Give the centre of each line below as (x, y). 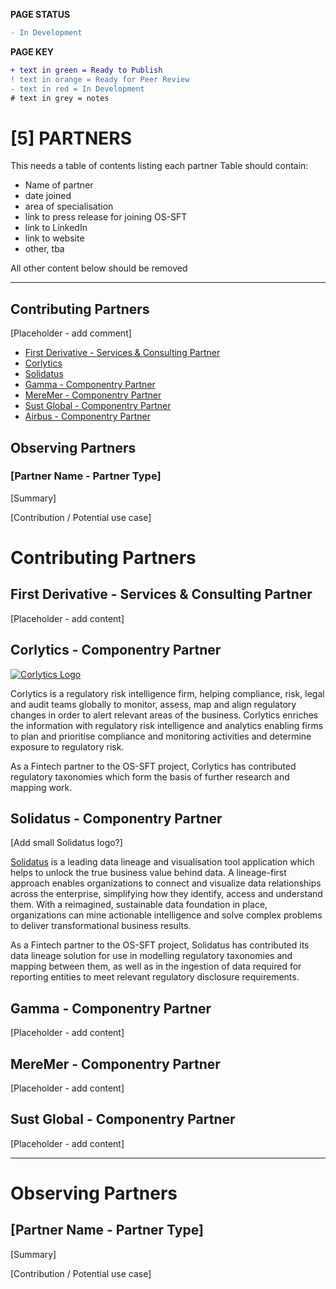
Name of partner (59, 185)
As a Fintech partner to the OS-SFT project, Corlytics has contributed (153, 766)
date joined (48, 196)
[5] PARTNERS (71, 138)
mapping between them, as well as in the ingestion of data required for (156, 966)
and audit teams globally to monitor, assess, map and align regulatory (153, 704)
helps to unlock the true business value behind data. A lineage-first (148, 873)
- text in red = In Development (77, 89)
